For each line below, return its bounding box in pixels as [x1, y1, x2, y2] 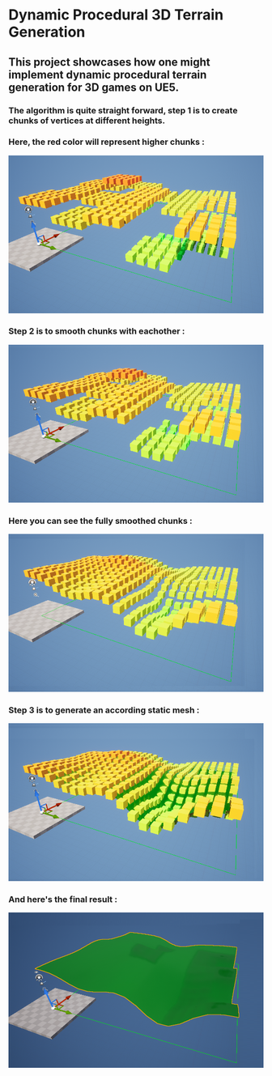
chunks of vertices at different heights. [8, 115, 166, 126]
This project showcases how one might [8, 55, 210, 69]
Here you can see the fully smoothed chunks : [8, 515, 193, 526]
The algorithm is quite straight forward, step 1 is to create [8, 104, 238, 116]
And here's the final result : [8, 894, 117, 904]
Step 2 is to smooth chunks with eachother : [8, 325, 185, 337]
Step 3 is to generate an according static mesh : [8, 704, 200, 716]
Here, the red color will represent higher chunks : [8, 136, 205, 147]
